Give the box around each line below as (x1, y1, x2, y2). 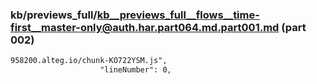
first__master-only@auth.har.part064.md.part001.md (10, 20, 280, 34)
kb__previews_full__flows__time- (96, 8, 260, 22)
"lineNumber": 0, (99, 65, 172, 75)
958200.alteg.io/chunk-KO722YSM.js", (10, 56, 168, 66)
